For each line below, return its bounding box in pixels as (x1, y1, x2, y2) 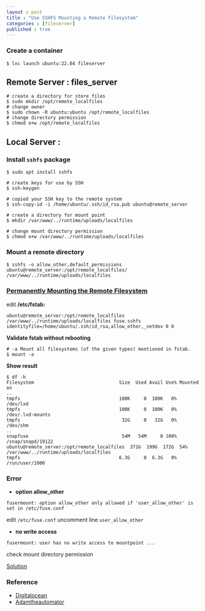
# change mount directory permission (6, 228, 103, 235)
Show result (6, 362, 38, 369)
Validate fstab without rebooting (6, 334, 91, 341)
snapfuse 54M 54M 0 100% (6, 433, 177, 439)
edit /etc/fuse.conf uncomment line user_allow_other (6, 516, 144, 523)
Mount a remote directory (6, 247, 85, 256)
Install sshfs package (6, 155, 71, 163)
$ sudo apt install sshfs (6, 169, 72, 176)
